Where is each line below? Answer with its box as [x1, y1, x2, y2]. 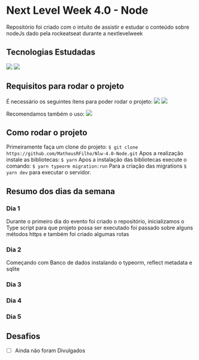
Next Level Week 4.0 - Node [6, 4, 149, 17]
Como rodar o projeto [6, 127, 88, 138]
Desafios [6, 331, 41, 341]
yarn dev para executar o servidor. [6, 169, 92, 176]
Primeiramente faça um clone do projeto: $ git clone [6, 143, 138, 150]
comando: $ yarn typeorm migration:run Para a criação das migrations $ [6, 162, 187, 170]
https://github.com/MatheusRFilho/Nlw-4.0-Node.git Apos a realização [6, 150, 184, 157]
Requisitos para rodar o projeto [6, 81, 125, 92]
